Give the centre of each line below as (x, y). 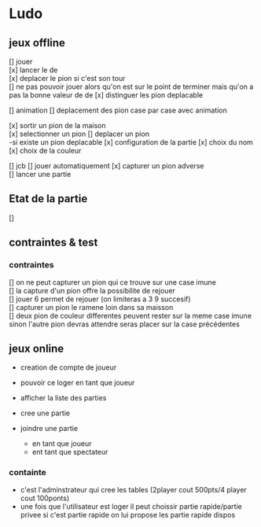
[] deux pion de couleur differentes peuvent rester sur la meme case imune (130, 315)
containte (28, 473)
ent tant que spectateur (70, 452)
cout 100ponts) (45, 498)
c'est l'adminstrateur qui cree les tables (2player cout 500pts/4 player (133, 489)
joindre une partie (49, 429)
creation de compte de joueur (68, 367)
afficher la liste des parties (63, 398)
